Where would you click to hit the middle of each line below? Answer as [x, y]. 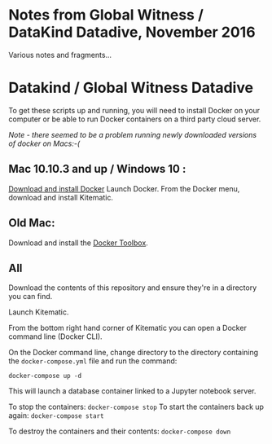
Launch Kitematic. [39, 312]
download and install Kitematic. [61, 197]
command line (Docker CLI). [56, 336]
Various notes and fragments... [60, 55]
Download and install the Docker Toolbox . [78, 243]
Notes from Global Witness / [106, 15]
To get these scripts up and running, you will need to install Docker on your [134, 110]
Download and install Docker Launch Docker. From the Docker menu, [124, 188]
